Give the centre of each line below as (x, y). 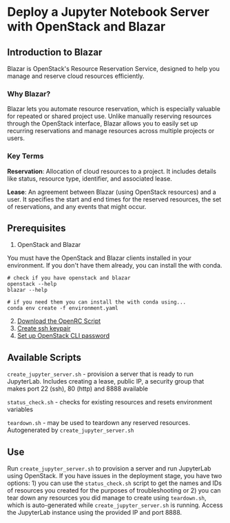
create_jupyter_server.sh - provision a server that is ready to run (101, 374)
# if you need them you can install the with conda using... (97, 302)
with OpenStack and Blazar (86, 27)
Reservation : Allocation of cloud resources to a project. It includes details (112, 171)
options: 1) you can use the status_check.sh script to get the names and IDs (115, 483)
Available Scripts (44, 357)
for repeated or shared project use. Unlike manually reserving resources (109, 116)
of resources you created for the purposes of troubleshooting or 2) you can (114, 491)
